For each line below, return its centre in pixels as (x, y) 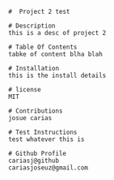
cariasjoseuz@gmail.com (48, 168)
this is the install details (57, 75)
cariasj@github (34, 161)
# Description (32, 26)
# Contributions (35, 111)
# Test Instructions (42, 132)
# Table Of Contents (42, 47)
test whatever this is (46, 139)
